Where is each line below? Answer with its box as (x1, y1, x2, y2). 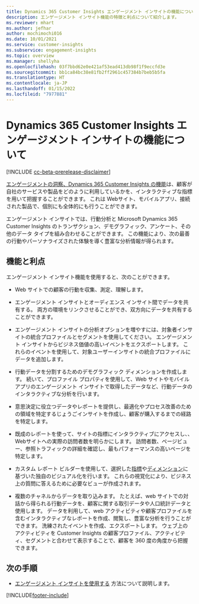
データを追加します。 (14, 355, 67, 362)
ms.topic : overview (6, 53, 54, 59)
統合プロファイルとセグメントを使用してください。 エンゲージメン (30, 333, 192, 340)
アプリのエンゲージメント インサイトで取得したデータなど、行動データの (14, 383, 192, 390)
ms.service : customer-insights (6, 42, 84, 48)
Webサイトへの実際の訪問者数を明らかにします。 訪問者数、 (14, 438, 162, 445)
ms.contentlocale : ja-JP (6, 81, 68, 86)
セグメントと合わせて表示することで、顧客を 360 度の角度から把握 (25, 536, 188, 544)
